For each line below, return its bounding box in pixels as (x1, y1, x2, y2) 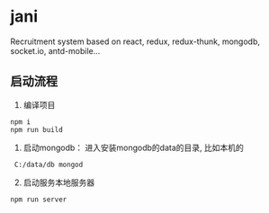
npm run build (10, 125, 64, 134)
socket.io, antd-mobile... (10, 45, 101, 56)
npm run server (10, 195, 67, 204)
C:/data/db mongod (13, 160, 84, 169)
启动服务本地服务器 (22, 177, 95, 188)
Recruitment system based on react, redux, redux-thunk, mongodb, (10, 36, 260, 47)
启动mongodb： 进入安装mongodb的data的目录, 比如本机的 (22, 142, 244, 153)
